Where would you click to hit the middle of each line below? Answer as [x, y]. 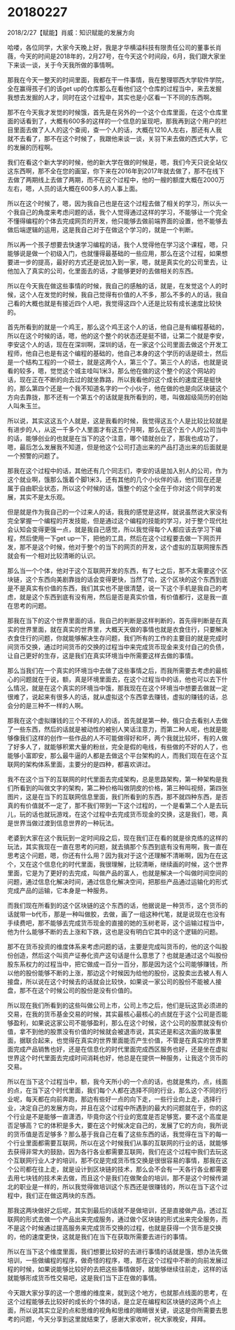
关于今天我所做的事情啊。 [80, 65]
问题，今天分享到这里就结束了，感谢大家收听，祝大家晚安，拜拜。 [114, 1319]
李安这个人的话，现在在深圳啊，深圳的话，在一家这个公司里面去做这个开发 [114, 344]
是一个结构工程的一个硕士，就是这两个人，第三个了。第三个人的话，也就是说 [117, 362]
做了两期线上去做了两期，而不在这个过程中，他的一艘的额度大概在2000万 [119, 179]
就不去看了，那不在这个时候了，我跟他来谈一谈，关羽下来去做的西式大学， [114, 138]
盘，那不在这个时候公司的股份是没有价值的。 [72, 990]
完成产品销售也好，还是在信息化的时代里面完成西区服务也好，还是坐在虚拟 [120, 1049]
